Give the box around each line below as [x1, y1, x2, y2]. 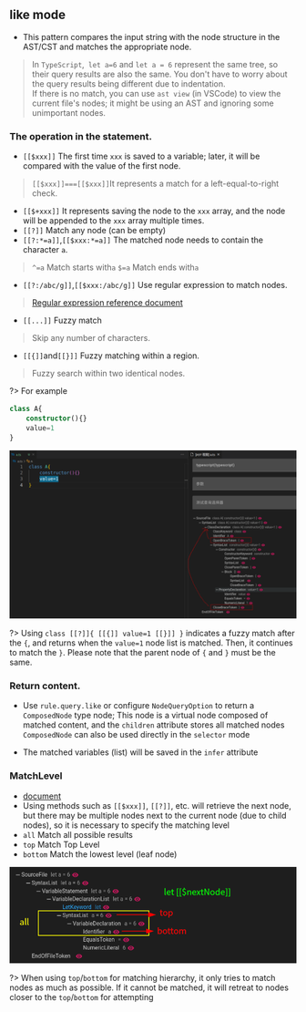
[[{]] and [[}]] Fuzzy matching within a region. [22, 350, 200, 361]
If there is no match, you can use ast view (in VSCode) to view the [31, 88, 281, 98]
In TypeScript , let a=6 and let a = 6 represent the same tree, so [31, 58, 279, 69]
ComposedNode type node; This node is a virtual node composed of [22, 710, 269, 721]
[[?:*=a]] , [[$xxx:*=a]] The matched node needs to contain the [22, 234, 264, 245]
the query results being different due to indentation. [31, 77, 226, 89]
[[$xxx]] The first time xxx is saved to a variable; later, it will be [22, 150, 260, 162]
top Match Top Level [22, 839, 100, 850]
